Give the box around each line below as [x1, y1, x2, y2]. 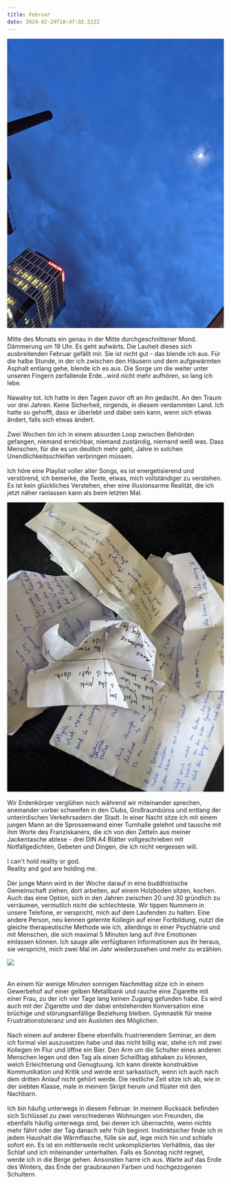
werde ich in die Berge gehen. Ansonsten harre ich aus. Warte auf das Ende [7, 1155, 222, 1163]
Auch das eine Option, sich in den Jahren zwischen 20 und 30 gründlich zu [7, 893, 221, 902]
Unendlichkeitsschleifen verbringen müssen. [7, 452, 133, 460]
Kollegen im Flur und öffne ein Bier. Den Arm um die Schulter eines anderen [7, 1046, 221, 1054]
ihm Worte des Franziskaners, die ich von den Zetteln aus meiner [7, 827, 191, 836]
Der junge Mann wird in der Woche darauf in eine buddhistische [7, 879, 188, 887]
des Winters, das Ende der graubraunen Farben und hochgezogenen [7, 1163, 202, 1171]
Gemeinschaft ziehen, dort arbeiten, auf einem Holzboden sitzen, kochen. [7, 886, 217, 895]
